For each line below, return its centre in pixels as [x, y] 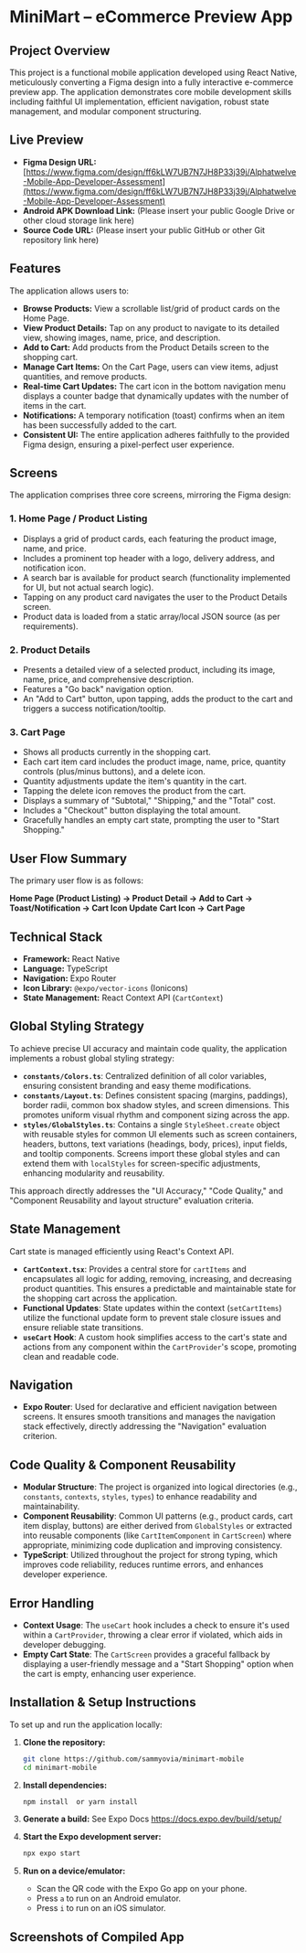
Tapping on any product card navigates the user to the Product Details [155, 597]
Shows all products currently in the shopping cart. [117, 752]
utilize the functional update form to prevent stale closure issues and [152, 1318]
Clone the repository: [64, 1742]
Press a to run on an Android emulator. [108, 1898]
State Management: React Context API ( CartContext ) [123, 998]
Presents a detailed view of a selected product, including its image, [149, 670]
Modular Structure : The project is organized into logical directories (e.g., [160, 1487]
